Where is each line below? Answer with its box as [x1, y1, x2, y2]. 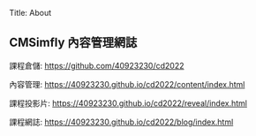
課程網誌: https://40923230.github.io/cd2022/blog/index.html [9, 117, 234, 127]
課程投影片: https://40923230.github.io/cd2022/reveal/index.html [9, 97, 247, 109]
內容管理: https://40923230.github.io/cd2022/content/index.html [9, 79, 245, 89]
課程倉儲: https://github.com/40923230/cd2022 [9, 60, 184, 71]
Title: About [9, 8, 52, 18]
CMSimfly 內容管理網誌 [9, 35, 138, 50]
